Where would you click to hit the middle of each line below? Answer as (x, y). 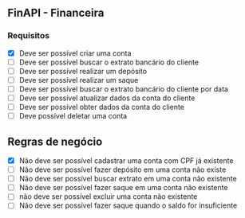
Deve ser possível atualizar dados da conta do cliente (107, 98)
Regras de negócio (55, 141)
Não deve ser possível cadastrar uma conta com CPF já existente (126, 161)
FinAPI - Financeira (56, 13)
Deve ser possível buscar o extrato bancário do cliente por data (124, 89)
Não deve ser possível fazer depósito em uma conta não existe (122, 169)
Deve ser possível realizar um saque (79, 80)
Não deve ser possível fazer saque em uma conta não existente (123, 188)
